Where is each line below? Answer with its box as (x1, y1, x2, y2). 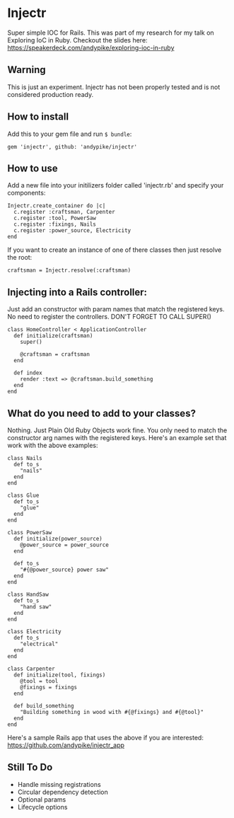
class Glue (7, 492, 40, 499)
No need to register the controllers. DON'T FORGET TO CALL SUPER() (7, 313, 212, 321)
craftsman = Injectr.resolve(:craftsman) (7, 267, 131, 274)
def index (13, 369, 42, 376)
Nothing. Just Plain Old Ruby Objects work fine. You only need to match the (7, 426, 228, 434)
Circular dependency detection (17, 788, 108, 796)
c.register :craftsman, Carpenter (13, 209, 115, 216)
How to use (7, 162, 58, 174)
